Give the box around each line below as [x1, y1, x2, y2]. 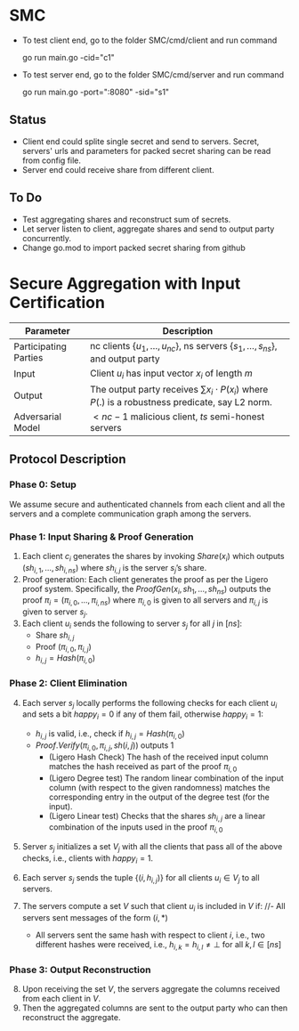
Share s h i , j [35, 629, 75, 642]
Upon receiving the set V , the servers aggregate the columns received [21, 984, 280, 994]
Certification [9, 292, 105, 313]
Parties [13, 352, 44, 364]
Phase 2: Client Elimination [9, 678, 127, 690]
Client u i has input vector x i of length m [90, 367, 253, 381]
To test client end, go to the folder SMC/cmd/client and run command [21, 35, 278, 45]
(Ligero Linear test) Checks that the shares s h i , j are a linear [48, 810, 266, 824]
